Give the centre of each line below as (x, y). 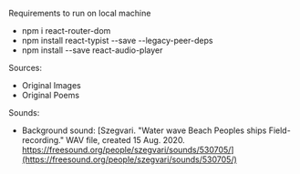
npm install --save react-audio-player (92, 50)
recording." (43, 140)
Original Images (51, 85)
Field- (279, 130)
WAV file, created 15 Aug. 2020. (126, 140)
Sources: (26, 68)
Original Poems (50, 95)
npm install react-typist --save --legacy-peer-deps (117, 41)
